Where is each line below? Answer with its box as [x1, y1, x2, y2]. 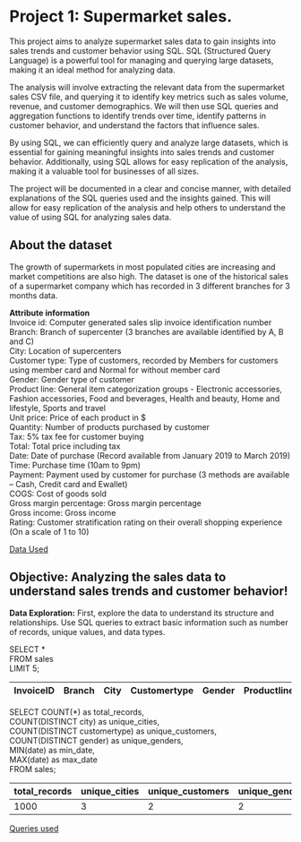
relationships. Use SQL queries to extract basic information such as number [9, 616, 288, 628]
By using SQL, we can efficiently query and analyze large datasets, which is [9, 137, 289, 148]
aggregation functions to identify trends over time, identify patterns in [9, 110, 267, 121]
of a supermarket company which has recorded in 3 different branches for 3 [9, 280, 291, 291]
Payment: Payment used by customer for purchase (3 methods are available [9, 468, 290, 480]
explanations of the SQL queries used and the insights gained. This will [9, 193, 271, 203]
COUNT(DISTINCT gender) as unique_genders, [9, 735, 184, 745]
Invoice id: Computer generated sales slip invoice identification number [9, 316, 272, 328]
